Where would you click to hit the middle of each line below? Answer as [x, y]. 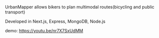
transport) [15, 12]
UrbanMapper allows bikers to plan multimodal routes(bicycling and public [80, 7]
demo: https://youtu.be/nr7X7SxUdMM [44, 31]
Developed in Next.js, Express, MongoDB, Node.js [55, 21]
